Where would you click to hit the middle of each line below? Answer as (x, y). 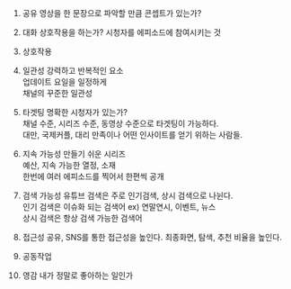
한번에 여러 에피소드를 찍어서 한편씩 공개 (93, 176)
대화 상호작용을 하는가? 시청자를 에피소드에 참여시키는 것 (122, 32)
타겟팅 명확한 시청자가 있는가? (75, 112)
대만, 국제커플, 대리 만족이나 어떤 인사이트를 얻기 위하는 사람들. (132, 135)
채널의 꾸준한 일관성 (57, 93)
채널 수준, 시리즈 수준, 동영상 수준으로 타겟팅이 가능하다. (120, 123)
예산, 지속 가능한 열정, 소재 (69, 165)
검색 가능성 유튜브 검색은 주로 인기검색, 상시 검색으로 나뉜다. (128, 195)
